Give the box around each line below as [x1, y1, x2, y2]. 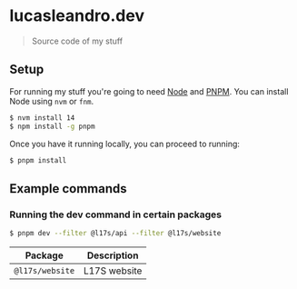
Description [86, 249, 139, 262]
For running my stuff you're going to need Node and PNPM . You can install [9, 85, 289, 96]
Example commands [9, 181, 127, 196]
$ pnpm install [9, 155, 67, 164]
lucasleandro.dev [9, 5, 145, 26]
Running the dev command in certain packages [9, 208, 223, 221]
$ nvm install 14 [9, 113, 75, 123]
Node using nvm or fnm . [9, 95, 94, 106]
